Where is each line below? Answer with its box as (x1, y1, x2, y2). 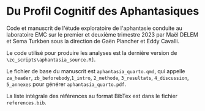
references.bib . (6, 99, 47, 106)
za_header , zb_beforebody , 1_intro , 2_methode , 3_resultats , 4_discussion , (6, 74, 189, 81)
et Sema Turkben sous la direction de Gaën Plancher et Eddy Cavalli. (6, 37, 179, 45)
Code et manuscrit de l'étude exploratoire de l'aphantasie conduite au (6, 24, 182, 32)
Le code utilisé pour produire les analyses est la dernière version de (6, 49, 177, 56)
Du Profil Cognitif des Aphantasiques (6, 4, 199, 18)
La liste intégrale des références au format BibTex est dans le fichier (6, 92, 178, 99)
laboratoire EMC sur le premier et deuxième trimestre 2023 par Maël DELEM (6, 30, 199, 38)
